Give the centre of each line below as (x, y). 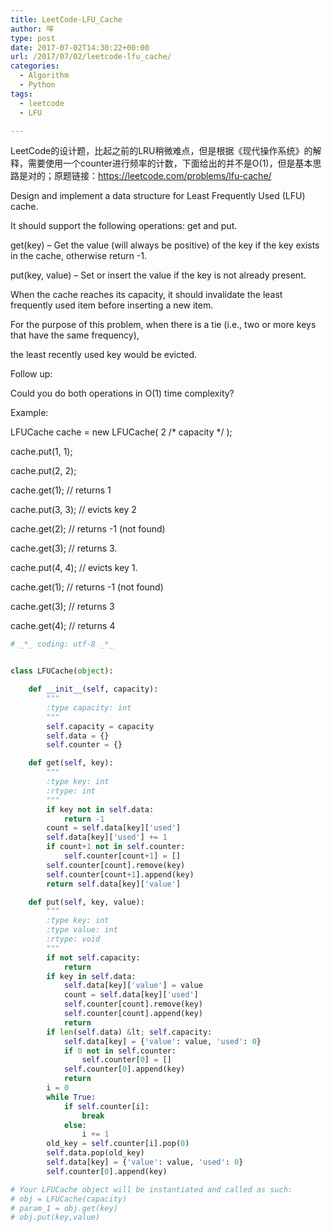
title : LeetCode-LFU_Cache (66, 19)
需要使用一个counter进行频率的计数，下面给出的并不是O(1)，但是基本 (170, 163)
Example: (29, 413)
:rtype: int (71, 791)
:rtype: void (73, 939)
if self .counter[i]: (106, 1106)
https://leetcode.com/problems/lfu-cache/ (185, 176)
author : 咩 (32, 29)
